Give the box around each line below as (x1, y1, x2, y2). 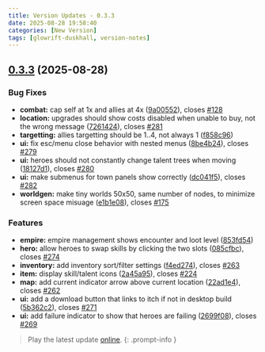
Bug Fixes (8, 86, 47, 98)
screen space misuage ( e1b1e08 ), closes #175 (19, 197, 169, 207)
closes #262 (19, 286, 61, 296)
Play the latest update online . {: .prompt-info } (27, 335, 177, 345)
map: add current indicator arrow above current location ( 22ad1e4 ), (19, 277, 241, 287)
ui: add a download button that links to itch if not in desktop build (19, 294, 232, 304)
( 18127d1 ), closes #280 (19, 163, 95, 173)
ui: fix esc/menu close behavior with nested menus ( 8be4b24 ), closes (19, 138, 249, 147)
